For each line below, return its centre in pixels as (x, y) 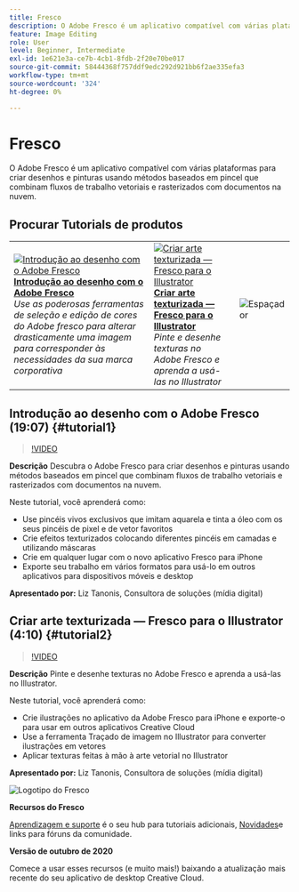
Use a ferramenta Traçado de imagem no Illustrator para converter (144, 736)
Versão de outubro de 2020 (61, 851)
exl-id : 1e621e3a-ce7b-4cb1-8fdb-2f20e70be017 (97, 59)
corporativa (38, 371)
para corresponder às (60, 349)
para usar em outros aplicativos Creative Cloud (108, 727)
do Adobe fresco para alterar (75, 326)
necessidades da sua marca (73, 359)
